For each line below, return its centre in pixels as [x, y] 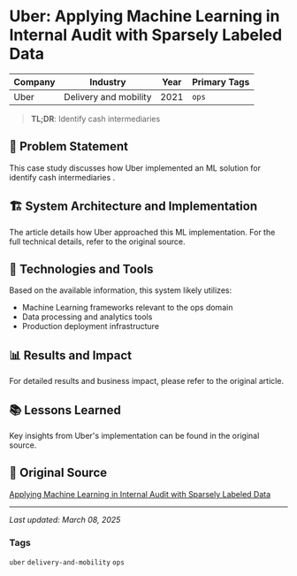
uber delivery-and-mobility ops [67, 563]
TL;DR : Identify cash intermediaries [95, 119]
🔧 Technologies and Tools [81, 269]
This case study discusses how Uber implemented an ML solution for [135, 168]
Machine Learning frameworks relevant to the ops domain [127, 308]
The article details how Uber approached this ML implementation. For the [142, 232]
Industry [108, 81]
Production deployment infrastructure [91, 326]
